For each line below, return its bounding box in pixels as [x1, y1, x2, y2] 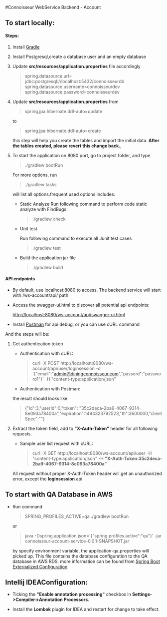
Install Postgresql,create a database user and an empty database [12, 54, 146, 60]
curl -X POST [32, 360, 60, 366]
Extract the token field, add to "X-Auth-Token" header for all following [12, 425, 158, 431]
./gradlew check [32, 216, 66, 222]
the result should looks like [12, 395, 68, 401]
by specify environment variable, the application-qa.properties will [12, 547, 149, 553]
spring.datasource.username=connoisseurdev [24, 84, 120, 90]
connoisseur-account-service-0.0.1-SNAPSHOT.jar [24, 538, 130, 544]
